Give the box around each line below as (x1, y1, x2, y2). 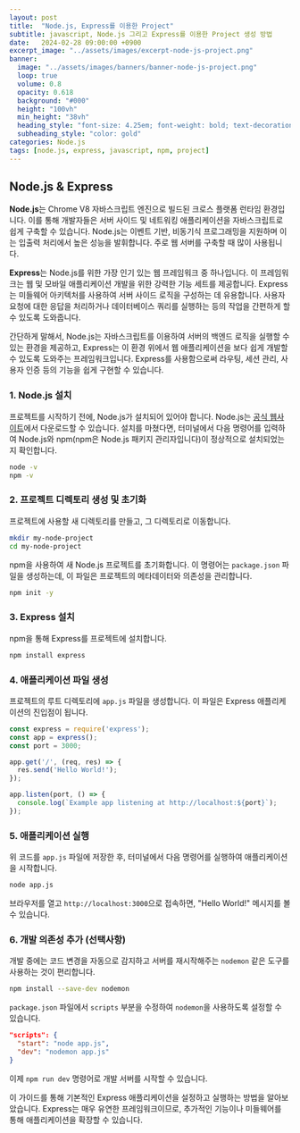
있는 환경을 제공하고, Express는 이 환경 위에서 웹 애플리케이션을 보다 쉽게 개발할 (9, 342, 288, 353)
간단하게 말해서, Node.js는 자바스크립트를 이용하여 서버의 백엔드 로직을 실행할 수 (9, 332, 290, 342)
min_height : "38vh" (17, 113, 90, 122)
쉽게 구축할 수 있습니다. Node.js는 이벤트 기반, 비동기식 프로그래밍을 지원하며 (9, 226, 279, 237)
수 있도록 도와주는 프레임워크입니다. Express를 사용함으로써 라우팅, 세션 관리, (9, 354, 279, 365)
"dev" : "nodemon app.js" (17, 1047, 110, 1056)
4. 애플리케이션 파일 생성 (9, 674, 109, 686)
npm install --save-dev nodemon (9, 985, 129, 994)
